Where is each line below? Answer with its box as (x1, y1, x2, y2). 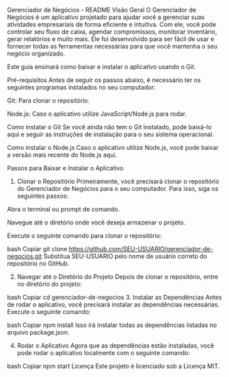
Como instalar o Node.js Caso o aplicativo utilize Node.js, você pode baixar (7, 144, 219, 151)
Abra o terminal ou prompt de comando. (7, 205, 120, 213)
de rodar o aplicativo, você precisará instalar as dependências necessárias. (7, 300, 220, 309)
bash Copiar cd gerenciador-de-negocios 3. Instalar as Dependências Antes (7, 294, 222, 301)
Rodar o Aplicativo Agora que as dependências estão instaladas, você (16, 341, 215, 350)
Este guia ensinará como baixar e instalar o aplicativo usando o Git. (7, 63, 196, 70)
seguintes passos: (16, 192, 68, 200)
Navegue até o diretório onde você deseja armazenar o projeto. (7, 218, 186, 226)
